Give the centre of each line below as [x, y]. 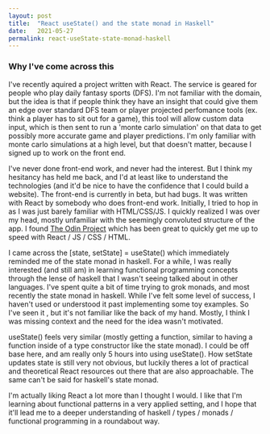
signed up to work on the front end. [67, 152]
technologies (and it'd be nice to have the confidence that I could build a [129, 186]
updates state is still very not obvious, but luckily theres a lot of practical [129, 362]
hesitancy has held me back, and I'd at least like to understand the [118, 177]
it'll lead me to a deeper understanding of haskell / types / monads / [121, 412]
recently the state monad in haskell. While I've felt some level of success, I [132, 295]
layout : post [30, 16]
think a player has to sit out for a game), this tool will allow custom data [126, 119]
